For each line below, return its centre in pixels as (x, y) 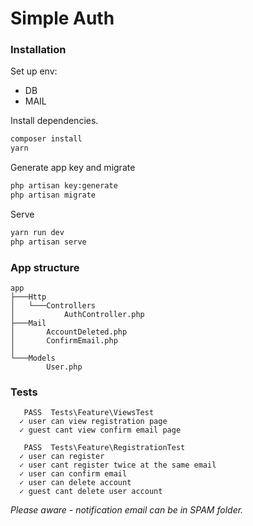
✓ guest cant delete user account (91, 492)
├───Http (28, 297)
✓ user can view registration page (93, 422)
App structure (45, 267)
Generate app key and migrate (73, 168)
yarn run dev (37, 232)
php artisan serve (48, 242)
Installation (38, 50)
